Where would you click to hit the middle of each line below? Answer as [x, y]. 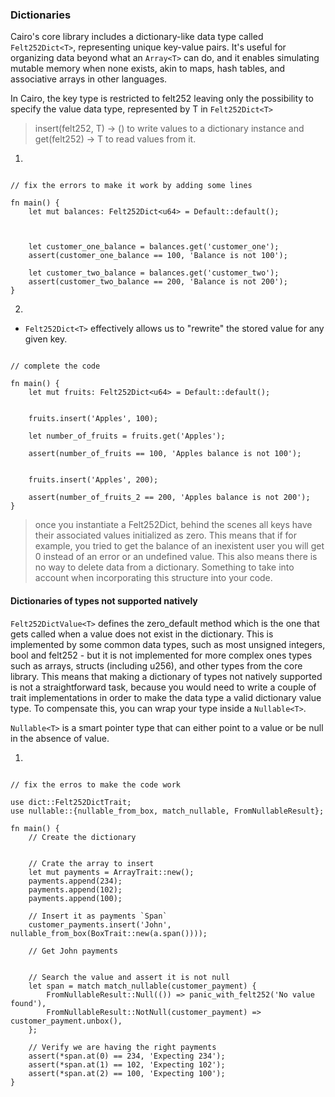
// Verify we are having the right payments [122, 1047]
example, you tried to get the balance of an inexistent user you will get [179, 546]
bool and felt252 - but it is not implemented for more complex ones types [161, 655]
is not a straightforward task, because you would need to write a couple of [163, 687]
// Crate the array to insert [91, 863]
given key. [46, 339]
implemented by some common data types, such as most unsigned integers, [168, 644]
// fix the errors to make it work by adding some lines [131, 186]
